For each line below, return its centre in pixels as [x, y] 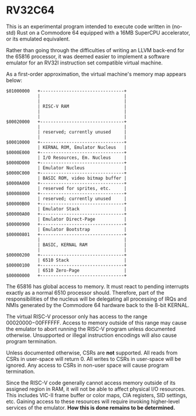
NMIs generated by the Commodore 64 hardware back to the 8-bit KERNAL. [98, 305]
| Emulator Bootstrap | [82, 229]
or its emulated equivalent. [38, 39]
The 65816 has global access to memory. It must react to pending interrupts [97, 286]
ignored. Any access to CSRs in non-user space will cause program [87, 365]
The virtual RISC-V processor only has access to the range [77, 316]
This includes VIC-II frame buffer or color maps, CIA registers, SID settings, [97, 395]
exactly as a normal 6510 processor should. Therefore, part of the [85, 292]
